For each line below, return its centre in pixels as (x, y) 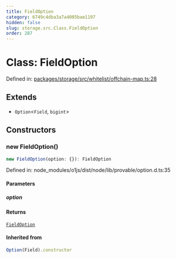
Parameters (21, 184)
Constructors (31, 130)
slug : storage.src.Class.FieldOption (52, 28)
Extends (21, 97)
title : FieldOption (30, 11)
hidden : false (23, 22)
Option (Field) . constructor (39, 250)
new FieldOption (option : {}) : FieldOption (59, 159)
